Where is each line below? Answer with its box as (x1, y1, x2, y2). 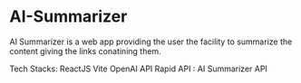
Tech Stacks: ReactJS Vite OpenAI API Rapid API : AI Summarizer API (9, 63, 267, 74)
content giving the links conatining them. (9, 45, 161, 56)
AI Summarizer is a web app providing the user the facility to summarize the (9, 36, 293, 47)
